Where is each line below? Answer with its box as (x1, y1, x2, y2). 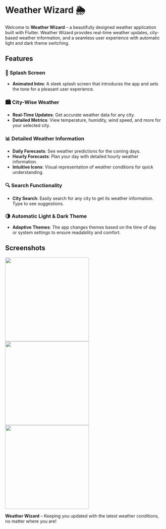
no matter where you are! (5, 518, 57, 524)
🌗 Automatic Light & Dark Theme (5, 213, 87, 220)
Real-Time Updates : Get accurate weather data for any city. (12, 112, 135, 118)
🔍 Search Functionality (5, 182, 62, 189)
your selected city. (12, 122, 51, 128)
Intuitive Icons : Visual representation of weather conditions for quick (12, 164, 154, 170)
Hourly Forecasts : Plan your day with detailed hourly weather (12, 153, 139, 159)
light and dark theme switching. (5, 40, 69, 46)
